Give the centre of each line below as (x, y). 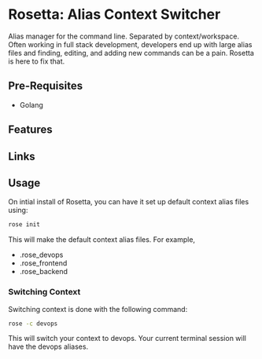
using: (18, 211)
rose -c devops (33, 324)
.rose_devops (41, 255)
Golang (31, 104)
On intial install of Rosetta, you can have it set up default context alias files (129, 202)
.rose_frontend (43, 263)
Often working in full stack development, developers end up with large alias (130, 44)
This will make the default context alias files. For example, (101, 240)
